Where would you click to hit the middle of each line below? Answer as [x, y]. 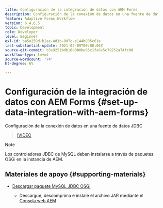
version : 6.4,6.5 [23, 23]
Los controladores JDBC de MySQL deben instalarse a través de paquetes [79, 154]
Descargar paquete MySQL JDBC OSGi [51, 186]
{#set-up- [117, 102]
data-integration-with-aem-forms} [77, 112]
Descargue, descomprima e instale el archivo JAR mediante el [81, 195]
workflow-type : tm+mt [27, 55]
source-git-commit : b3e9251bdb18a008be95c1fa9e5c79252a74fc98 [69, 50]
